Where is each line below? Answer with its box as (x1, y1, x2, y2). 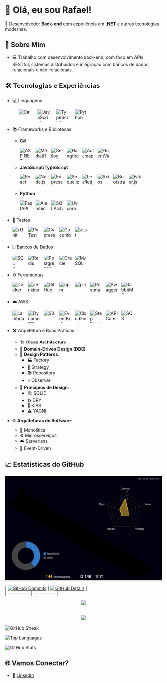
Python (19, 190, 36, 196)
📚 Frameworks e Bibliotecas (12, 126, 72, 132)
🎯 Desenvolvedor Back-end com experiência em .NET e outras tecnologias (5, 21, 159, 27)
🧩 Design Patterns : (19, 351, 60, 357)
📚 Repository (27, 370, 56, 376)
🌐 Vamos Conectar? (5, 659, 69, 668)
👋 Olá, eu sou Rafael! (5, 4, 92, 16)
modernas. (5, 26, 27, 32)
